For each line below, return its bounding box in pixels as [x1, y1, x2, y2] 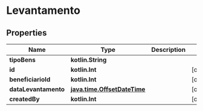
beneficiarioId [9, 75, 51, 83]
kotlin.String [70, 55, 107, 64]
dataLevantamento [9, 85, 65, 94]
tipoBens [9, 55, 36, 64]
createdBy [9, 95, 40, 103]
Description [150, 46, 186, 54]
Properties [6, 28, 47, 38]
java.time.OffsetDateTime [70, 85, 146, 94]
